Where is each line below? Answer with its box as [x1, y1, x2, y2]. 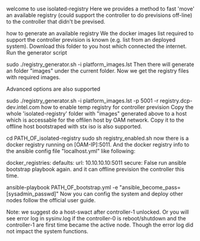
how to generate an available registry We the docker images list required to [6, 30, 194, 37]
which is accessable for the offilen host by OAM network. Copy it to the [6, 116, 185, 124]
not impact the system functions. [6, 228, 89, 235]
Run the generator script [6, 49, 68, 56]
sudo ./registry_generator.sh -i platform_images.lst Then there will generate [6, 61, 195, 68]
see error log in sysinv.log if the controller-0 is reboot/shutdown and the [6, 215, 186, 222]
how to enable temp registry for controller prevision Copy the [41, 104, 194, 111]
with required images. [6, 74, 61, 81]
